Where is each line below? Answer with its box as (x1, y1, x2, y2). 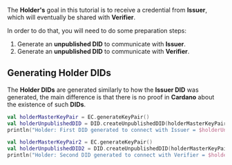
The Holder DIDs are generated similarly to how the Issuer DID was (7, 86, 199, 94)
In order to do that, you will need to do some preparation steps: (7, 27, 187, 35)
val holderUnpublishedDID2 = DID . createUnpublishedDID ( (7, 145, 171, 153)
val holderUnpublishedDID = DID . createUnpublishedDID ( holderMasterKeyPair (7, 120, 227, 127)
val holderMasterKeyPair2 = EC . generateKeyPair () (7, 139, 153, 146)
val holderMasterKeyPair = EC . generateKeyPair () (7, 113, 150, 120)
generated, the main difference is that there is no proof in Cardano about (7, 93, 215, 101)
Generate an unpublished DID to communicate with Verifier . (17, 48, 190, 55)
